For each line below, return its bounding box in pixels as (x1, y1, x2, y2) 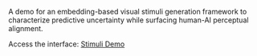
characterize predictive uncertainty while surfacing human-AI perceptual (8, 15, 249, 25)
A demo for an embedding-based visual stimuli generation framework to (8, 7, 247, 16)
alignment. (8, 24, 43, 33)
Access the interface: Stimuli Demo (8, 39, 125, 49)
